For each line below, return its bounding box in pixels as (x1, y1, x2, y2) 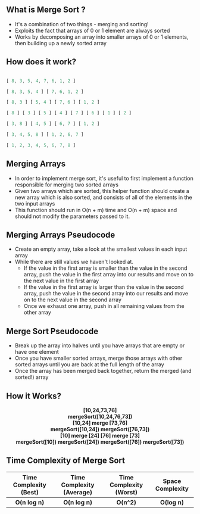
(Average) (63, 488, 92, 496)
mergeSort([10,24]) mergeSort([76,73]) (50, 426, 150, 432)
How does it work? (6, 57, 77, 67)
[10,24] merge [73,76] (72, 419, 128, 426)
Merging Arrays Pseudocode (6, 229, 115, 240)
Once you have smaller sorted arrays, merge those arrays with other (14, 354, 183, 362)
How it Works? (6, 391, 61, 401)
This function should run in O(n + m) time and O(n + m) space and (14, 206, 177, 213)
